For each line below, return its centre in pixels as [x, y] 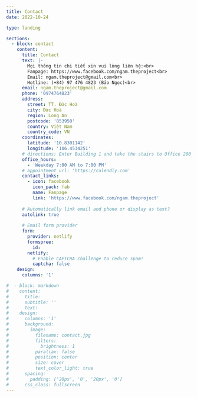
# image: [26, 330]
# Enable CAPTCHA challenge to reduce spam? [88, 259]
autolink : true [40, 214]
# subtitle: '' [32, 302]
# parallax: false [41, 352]
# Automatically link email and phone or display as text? [96, 209]
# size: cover [35, 363]
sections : [18, 38]
